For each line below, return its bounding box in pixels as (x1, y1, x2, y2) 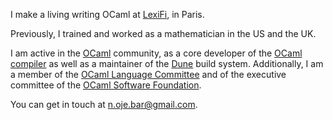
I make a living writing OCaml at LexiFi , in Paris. (10, 9, 205, 20)
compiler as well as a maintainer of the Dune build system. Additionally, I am (10, 58, 324, 69)
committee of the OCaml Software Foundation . (10, 79, 202, 91)
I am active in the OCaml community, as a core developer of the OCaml (10, 47, 303, 59)
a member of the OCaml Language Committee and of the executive (10, 69, 287, 80)
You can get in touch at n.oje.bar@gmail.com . (10, 99, 198, 110)
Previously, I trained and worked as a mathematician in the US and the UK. (10, 28, 317, 39)
